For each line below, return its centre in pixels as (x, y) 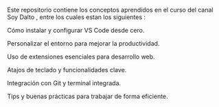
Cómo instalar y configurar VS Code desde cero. (76, 30)
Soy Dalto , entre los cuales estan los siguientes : (77, 17)
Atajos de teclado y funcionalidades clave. (67, 70)
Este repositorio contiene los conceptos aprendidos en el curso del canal (110, 10)
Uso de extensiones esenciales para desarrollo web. (81, 57)
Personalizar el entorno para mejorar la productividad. (83, 43)
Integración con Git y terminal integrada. (64, 83)
